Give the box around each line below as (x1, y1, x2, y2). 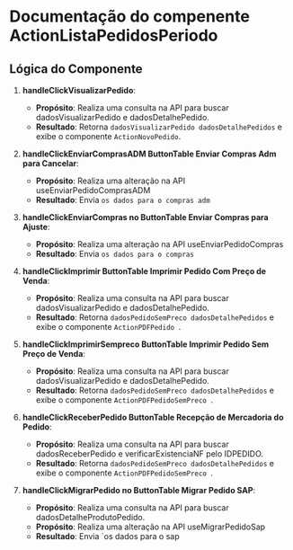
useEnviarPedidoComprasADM (35, 185, 151, 195)
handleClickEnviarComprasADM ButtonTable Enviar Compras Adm (22, 148, 277, 159)
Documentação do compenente (9, 6, 250, 27)
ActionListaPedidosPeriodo (9, 25, 218, 46)
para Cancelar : (22, 158, 79, 168)
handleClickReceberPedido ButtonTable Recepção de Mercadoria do (22, 412, 284, 422)
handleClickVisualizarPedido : (22, 85, 137, 95)
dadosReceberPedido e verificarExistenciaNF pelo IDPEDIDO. (35, 448, 263, 459)
